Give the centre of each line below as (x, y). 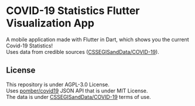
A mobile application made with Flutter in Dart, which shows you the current (97, 39)
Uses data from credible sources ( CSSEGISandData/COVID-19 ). (83, 52)
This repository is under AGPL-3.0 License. (58, 84)
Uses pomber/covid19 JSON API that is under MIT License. (77, 90)
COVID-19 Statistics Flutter (73, 11)
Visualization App (50, 23)
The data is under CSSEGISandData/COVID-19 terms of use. (78, 97)
